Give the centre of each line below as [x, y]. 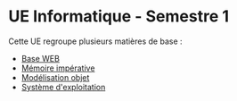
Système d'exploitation [63, 87]
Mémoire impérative [58, 68]
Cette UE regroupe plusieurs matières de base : [96, 41]
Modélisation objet [55, 77]
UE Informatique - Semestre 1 [118, 17]
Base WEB [40, 58]
